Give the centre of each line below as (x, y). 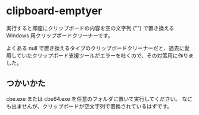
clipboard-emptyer (54, 11)
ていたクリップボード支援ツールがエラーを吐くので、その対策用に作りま (105, 55)
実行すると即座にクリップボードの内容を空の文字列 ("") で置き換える (90, 28)
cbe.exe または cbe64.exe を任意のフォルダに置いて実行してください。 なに (99, 98)
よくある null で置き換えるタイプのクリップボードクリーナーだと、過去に (95, 48)
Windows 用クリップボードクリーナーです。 (60, 35)
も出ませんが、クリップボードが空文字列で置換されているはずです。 (89, 106)
